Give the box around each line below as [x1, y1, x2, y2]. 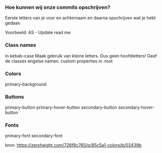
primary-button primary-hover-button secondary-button [5, 104, 118, 111]
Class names [5, 42, 36, 49]
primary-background [5, 81, 47, 87]
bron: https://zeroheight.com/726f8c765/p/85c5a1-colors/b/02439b [5, 142, 142, 148]
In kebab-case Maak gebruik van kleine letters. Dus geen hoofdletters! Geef [5, 53, 157, 58]
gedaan [5, 20, 20, 26]
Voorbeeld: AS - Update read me [5, 30, 71, 36]
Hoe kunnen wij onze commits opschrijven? [5, 4, 110, 11]
